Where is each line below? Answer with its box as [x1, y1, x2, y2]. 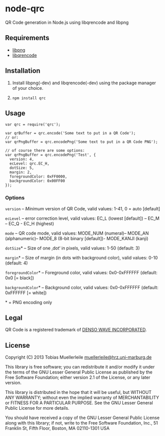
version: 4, [9, 157, 35, 162]
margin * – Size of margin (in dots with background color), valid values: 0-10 [5, 254, 158, 260]
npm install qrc [12, 95, 46, 101]
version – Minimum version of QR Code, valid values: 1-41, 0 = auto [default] [5, 205, 161, 211]
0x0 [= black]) [5, 275, 35, 281]
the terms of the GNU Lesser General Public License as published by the [5, 369, 153, 375]
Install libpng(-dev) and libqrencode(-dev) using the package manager [12, 80, 157, 86]
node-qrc [5, 3, 44, 14]
